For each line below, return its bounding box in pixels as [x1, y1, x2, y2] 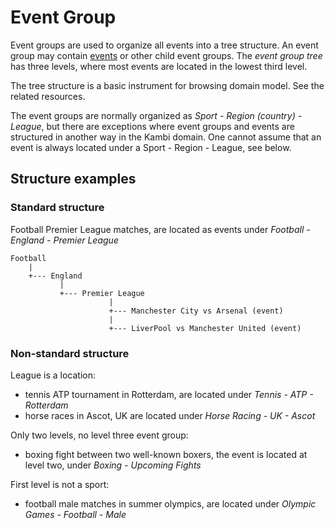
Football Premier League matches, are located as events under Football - [10, 223, 311, 235]
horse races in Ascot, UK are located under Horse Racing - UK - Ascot [24, 409, 316, 421]
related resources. [10, 90, 86, 102]
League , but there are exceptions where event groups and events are [10, 120, 295, 132]
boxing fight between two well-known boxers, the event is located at [24, 448, 308, 460]
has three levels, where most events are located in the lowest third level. [10, 60, 308, 72]
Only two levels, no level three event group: [10, 429, 189, 441]
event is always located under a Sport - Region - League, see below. [10, 141, 292, 153]
